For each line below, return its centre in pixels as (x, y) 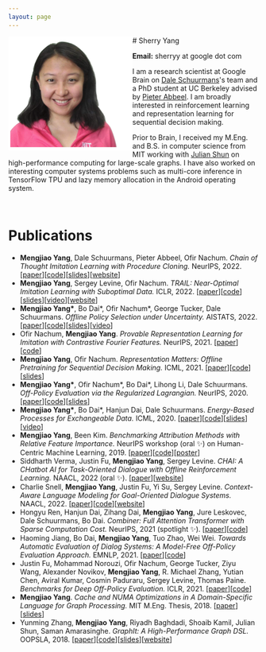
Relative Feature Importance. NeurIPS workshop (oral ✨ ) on (118, 443)
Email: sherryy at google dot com (187, 56)
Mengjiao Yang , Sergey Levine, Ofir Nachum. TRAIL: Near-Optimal (129, 283)
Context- (239, 487)
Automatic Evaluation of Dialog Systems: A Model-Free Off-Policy (127, 546)
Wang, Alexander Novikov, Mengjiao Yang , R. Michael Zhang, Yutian (131, 572)
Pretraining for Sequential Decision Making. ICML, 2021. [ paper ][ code (134, 367)
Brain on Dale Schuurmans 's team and (195, 80)
